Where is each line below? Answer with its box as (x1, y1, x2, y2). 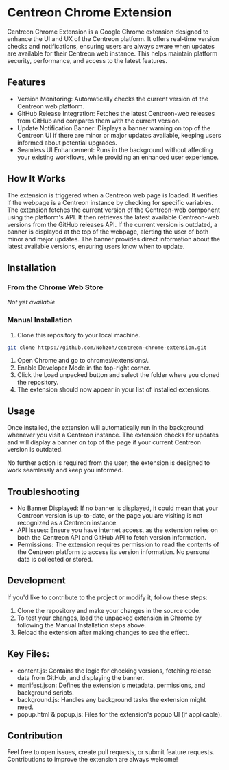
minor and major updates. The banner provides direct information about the (7, 234, 221, 243)
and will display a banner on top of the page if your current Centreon (7, 438, 201, 446)
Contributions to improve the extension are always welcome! (7, 756, 178, 764)
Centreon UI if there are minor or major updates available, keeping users (16, 131, 221, 139)
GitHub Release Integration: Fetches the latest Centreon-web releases (16, 109, 215, 117)
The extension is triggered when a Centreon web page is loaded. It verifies (7, 191, 218, 200)
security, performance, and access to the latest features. (7, 56, 168, 64)
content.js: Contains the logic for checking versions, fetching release (16, 666, 212, 675)
